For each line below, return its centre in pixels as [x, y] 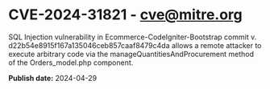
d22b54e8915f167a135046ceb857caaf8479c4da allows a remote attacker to [135, 45]
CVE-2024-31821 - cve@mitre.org [126, 15]
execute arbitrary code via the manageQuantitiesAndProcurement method [131, 54]
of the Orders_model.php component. [71, 63]
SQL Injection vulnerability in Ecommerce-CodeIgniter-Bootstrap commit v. [133, 37]
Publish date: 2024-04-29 [53, 78]
